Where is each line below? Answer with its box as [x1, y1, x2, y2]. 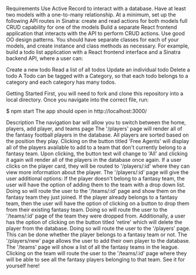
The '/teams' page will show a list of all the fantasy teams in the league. [6, 243, 179, 250]
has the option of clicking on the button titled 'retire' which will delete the [6, 219, 183, 225]
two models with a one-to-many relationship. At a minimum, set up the [6, 11, 176, 18]
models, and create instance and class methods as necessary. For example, [6, 42, 190, 49]
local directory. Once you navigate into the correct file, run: [6, 96, 149, 103]
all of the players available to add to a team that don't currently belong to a [6, 144, 187, 151]
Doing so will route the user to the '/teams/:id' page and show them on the [6, 188, 186, 194]
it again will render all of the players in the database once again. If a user [6, 157, 182, 163]
